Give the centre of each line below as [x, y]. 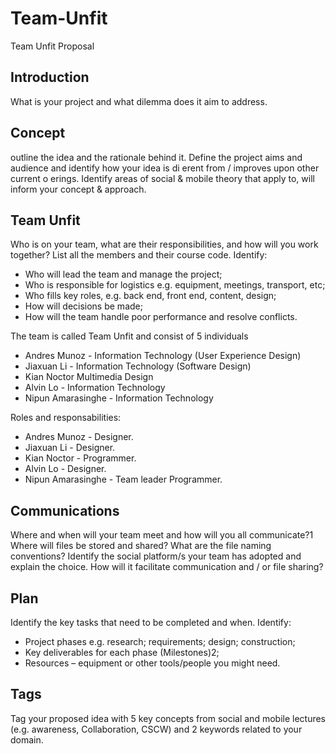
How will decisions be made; [83, 306]
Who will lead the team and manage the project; [123, 274]
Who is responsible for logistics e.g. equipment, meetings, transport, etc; [175, 285]
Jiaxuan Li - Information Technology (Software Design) [138, 366]
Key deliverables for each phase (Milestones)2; [122, 652]
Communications [65, 510]
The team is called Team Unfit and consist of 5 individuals [129, 336]
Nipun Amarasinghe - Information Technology [119, 398]
